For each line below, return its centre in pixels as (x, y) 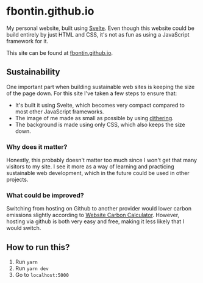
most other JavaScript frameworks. (59, 112)
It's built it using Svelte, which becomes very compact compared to (100, 105)
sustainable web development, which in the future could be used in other (98, 173)
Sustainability (33, 72)
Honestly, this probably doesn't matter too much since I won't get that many (101, 160)
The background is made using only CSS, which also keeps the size (100, 124)
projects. (17, 180)
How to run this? (38, 247)
